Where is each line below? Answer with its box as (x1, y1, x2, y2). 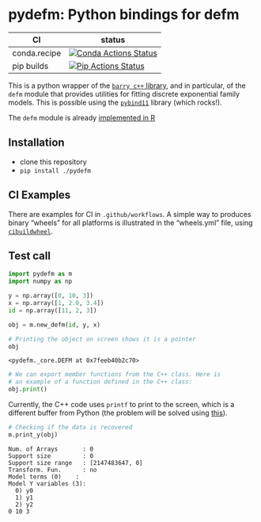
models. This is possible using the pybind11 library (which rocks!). (8, 97, 223, 107)
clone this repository (19, 157, 87, 166)
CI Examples (8, 189, 71, 202)
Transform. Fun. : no (8, 466, 97, 474)
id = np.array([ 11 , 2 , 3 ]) (8, 307, 97, 314)
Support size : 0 (8, 452, 93, 460)
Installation (8, 136, 65, 150)
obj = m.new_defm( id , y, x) (8, 321, 101, 329)
